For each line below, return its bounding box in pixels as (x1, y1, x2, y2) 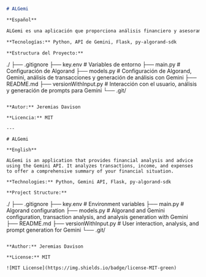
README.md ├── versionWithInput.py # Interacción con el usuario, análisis (6, 80, 197, 88)
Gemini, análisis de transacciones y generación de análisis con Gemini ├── (6, 74, 197, 81)
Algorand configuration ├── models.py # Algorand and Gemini (6, 207, 166, 214)
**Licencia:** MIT (6, 115, 53, 121)
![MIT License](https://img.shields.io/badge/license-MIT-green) (6, 265, 177, 271)
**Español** (6, 17, 37, 23)
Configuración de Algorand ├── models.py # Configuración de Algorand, (6, 67, 192, 75)
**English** (6, 147, 37, 153)
